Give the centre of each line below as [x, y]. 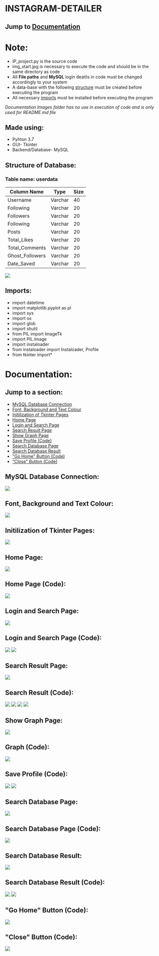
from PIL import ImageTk [37, 334]
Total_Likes [20, 240]
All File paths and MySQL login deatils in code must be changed [77, 77]
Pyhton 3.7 [23, 140]
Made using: [24, 128]
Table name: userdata [32, 179]
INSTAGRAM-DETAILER [54, 9]
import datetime [28, 303]
